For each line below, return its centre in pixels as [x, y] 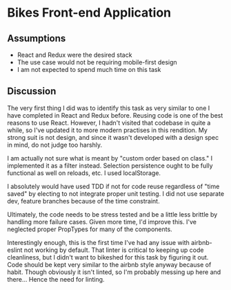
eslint [15, 250]
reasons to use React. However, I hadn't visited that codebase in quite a [109, 123]
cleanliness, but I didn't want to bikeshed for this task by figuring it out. [108, 257]
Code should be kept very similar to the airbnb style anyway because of [109, 264]
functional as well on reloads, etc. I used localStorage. [84, 173]
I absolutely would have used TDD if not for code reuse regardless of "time [113, 186]
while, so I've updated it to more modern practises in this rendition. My [108, 130]
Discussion [32, 91]
